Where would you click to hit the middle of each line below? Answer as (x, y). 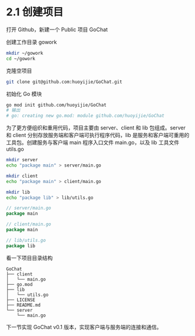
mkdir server (22, 160)
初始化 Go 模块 (24, 94)
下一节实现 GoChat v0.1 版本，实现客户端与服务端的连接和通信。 (84, 327)
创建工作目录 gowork (32, 42)
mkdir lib (18, 192)
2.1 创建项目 (35, 12)
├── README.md (24, 305)
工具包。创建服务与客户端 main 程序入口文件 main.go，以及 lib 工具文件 (93, 142)
